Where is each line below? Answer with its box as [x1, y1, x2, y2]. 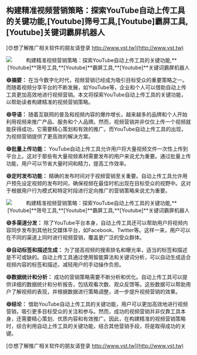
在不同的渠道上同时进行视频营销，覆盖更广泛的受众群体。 [6, 234, 145, 241]
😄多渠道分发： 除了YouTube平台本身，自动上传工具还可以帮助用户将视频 [6, 219, 183, 226]
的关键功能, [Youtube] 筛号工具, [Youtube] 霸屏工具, [6, 16, 189, 26]
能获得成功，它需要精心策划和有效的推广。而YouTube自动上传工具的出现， [6, 125, 186, 132]
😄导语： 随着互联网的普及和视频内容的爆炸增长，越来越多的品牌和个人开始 [6, 111, 188, 118]
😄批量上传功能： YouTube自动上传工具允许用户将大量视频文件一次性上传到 [6, 145, 188, 152]
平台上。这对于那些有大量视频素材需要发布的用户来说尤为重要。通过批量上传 [6, 152, 191, 159]
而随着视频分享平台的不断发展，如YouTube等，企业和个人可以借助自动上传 [6, 84, 186, 91]
